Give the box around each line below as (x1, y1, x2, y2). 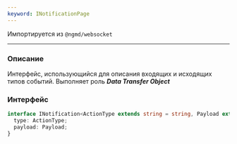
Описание (7, 53, 44, 63)
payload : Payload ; (13, 124, 68, 131)
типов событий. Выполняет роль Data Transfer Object (7, 77, 171, 85)
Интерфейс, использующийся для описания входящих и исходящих (7, 70, 212, 78)
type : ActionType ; (13, 117, 68, 124)
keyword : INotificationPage (7, 10, 90, 18)
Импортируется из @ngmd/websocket (7, 30, 113, 38)
